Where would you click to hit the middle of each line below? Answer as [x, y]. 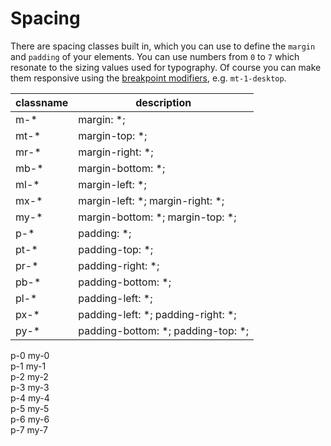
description [163, 102]
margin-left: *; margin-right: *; [151, 200]
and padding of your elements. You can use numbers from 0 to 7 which [155, 56]
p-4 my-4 [30, 398]
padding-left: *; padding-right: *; [157, 314]
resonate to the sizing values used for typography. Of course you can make [166, 67]
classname [42, 102]
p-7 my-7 [29, 429]
